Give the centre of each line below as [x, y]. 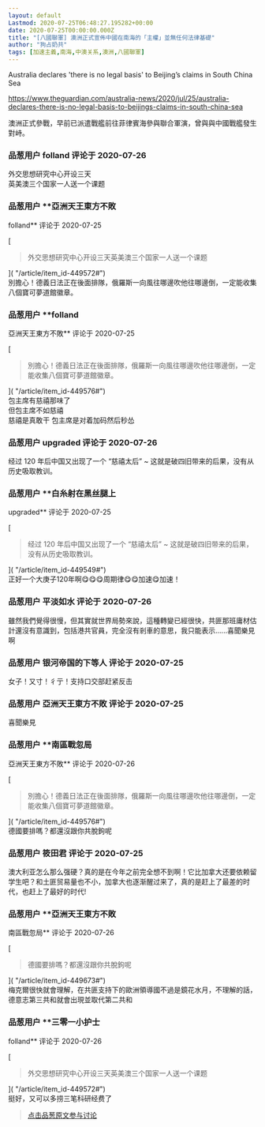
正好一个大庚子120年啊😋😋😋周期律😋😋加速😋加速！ [94, 579]
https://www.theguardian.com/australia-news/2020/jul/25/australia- [119, 98]
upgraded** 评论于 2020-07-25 [60, 512]
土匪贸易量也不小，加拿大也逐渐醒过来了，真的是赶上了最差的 [142, 881]
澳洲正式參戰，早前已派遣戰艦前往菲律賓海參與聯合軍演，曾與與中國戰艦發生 [132, 123]
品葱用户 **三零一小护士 [54, 1022]
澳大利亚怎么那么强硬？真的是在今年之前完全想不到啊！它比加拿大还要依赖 [129, 872]
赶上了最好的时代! [58, 891]
